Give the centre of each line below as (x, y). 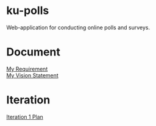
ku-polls (28, 11)
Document (34, 52)
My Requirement (27, 69)
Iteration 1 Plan (25, 117)
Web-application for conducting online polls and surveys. (78, 27)
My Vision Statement (33, 75)
